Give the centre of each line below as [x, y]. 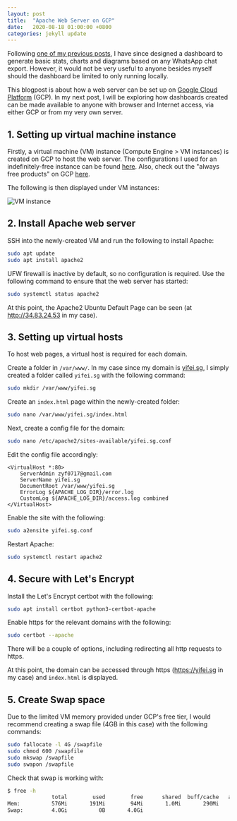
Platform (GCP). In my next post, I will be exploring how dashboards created [117, 97]
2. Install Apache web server [72, 223]
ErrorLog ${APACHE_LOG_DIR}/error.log [77, 492]
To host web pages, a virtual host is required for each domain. [97, 354]
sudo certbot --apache [41, 635]
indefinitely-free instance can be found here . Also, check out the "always [114, 167]
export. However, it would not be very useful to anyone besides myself [110, 68]
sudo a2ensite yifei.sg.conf [50, 530]
